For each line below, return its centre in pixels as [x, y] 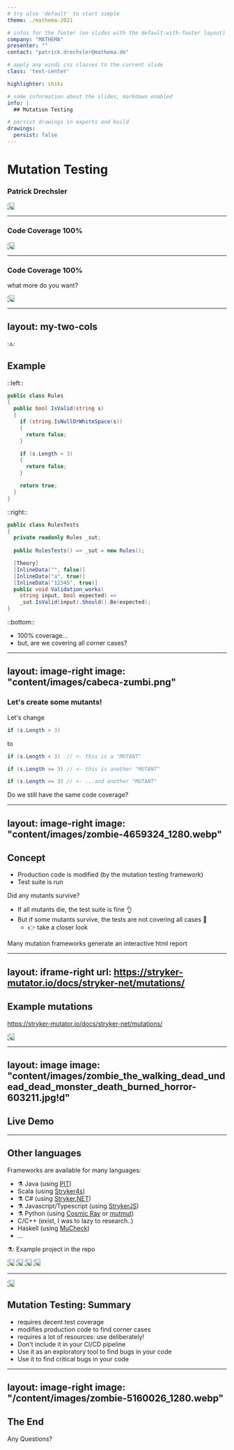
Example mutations [50, 1007]
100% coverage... [42, 636]
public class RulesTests [43, 525]
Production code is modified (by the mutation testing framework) [110, 875]
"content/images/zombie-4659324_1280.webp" [115, 834]
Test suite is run [40, 882]
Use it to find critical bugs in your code [73, 1359]
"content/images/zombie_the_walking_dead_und [116, 1076]
